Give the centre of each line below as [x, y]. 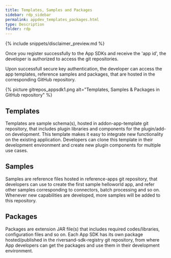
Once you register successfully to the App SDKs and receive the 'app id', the [86, 54]
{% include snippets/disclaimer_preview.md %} [55, 43]
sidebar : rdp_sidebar [28, 15]
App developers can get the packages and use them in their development [82, 245]
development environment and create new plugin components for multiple [83, 145]
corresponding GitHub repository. [41, 80]
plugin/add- [154, 129]
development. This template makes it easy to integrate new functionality [88, 134]
